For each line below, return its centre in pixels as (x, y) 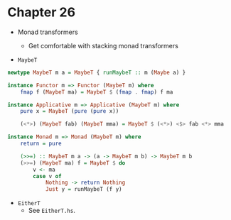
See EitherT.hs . (52, 211)
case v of (47, 176)
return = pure (41, 144)
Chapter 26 (42, 12)
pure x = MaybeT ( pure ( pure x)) (70, 111)
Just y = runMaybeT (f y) (84, 189)
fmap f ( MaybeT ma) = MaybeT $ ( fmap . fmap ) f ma (97, 92)
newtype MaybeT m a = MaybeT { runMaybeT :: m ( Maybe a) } (97, 72)
